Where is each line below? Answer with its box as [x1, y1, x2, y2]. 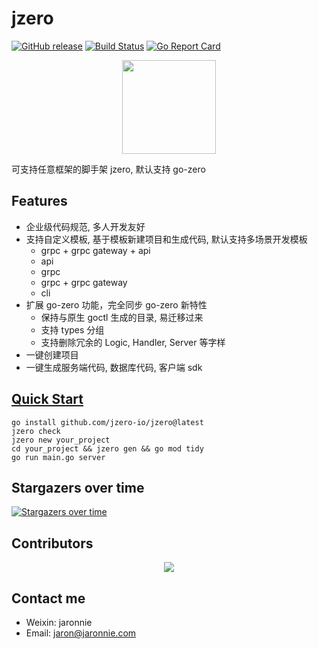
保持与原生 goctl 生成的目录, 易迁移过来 [40, 311, 204, 323]
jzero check [11, 426, 61, 436]
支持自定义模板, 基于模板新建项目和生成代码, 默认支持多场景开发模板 [25, 233, 308, 245]
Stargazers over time [11, 479, 145, 496]
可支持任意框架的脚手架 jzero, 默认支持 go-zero [11, 163, 206, 175]
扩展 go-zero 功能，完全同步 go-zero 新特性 [25, 298, 208, 311]
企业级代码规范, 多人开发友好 [25, 220, 146, 232]
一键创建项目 [25, 348, 79, 361]
